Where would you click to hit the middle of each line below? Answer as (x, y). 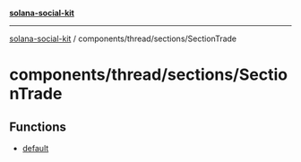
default (35, 148)
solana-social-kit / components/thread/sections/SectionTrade (123, 38)
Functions (38, 127)
